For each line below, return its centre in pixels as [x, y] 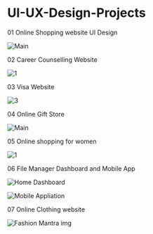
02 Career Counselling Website [52, 59]
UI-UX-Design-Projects [76, 13]
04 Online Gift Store [36, 114]
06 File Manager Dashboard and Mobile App [71, 168]
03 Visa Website [31, 86]
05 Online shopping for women [52, 141]
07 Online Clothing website [46, 209]
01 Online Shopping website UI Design [62, 32]
